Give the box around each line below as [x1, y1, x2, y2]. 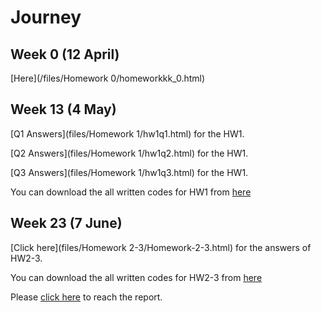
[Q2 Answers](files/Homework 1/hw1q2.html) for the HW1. [10, 147, 249, 159]
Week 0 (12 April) [10, 46, 120, 63]
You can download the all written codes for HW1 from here [10, 186, 252, 198]
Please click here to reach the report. [10, 291, 163, 303]
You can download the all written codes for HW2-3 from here [10, 271, 263, 283]
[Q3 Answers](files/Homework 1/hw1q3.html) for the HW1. [10, 166, 249, 178]
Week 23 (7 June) [10, 215, 123, 232]
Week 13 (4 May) [10, 101, 117, 118]
